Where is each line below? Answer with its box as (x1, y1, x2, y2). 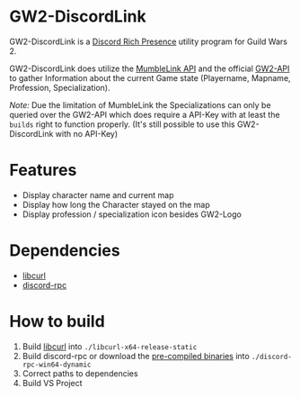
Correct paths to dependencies (22, 367, 138, 379)
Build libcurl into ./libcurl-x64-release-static (22, 340, 198, 352)
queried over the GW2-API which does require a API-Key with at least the (9, 109, 280, 120)
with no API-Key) (55, 128, 119, 139)
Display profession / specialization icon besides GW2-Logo (22, 209, 243, 220)
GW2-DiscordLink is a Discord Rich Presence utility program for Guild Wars (9, 36, 287, 47)
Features (9, 160, 77, 181)
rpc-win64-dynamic (22, 360, 92, 369)
